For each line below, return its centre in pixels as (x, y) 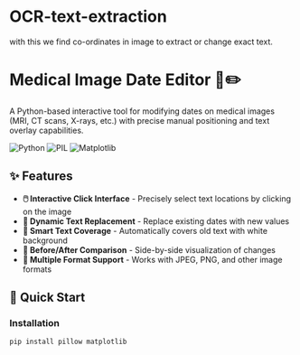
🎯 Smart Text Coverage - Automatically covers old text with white (145, 230)
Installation (35, 323)
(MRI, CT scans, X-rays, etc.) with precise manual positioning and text (140, 120)
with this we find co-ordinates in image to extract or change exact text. (141, 42)
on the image (47, 211)
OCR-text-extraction (88, 17)
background (45, 240)
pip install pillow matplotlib (68, 342)
